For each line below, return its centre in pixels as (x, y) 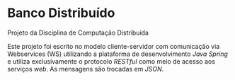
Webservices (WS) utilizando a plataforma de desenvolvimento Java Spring (118, 54)
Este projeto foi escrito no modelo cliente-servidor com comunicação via (114, 46)
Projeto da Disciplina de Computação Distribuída (78, 33)
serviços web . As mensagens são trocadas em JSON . (86, 69)
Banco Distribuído (61, 13)
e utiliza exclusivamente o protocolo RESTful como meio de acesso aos (111, 61)
